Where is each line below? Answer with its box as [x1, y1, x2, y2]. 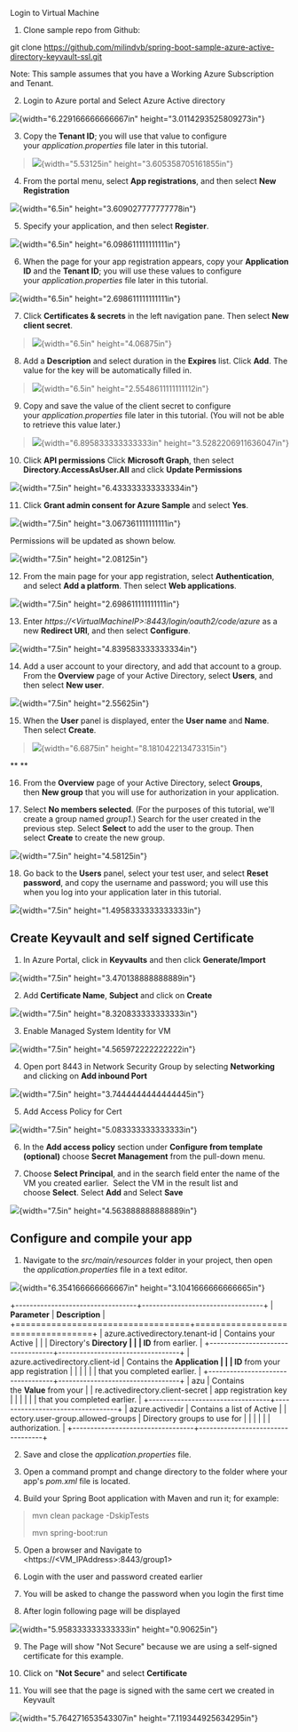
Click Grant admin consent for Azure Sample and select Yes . [22, 500, 249, 510]
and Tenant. [10, 78, 54, 88]
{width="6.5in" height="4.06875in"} [40, 338, 172, 349]
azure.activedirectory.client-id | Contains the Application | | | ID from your [10, 1356, 280, 1367]
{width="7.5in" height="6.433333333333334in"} [19, 483, 199, 493]
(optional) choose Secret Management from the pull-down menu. [22, 1150, 265, 1162]
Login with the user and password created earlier [22, 1571, 203, 1582]
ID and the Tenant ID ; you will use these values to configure [22, 266, 242, 276]
